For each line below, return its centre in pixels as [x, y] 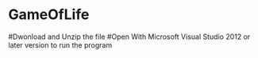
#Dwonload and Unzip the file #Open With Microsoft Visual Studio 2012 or [129, 37]
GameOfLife [49, 15]
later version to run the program [60, 44]
